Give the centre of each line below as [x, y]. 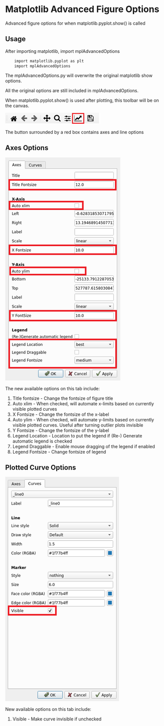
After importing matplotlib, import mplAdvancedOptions [63, 51]
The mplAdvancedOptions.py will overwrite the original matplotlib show [79, 75]
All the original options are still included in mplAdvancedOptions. [72, 90]
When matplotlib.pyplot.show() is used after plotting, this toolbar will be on [82, 100]
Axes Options [27, 148]
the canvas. [17, 105]
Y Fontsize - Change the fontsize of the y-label [61, 430]
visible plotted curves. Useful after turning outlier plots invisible [78, 425]
